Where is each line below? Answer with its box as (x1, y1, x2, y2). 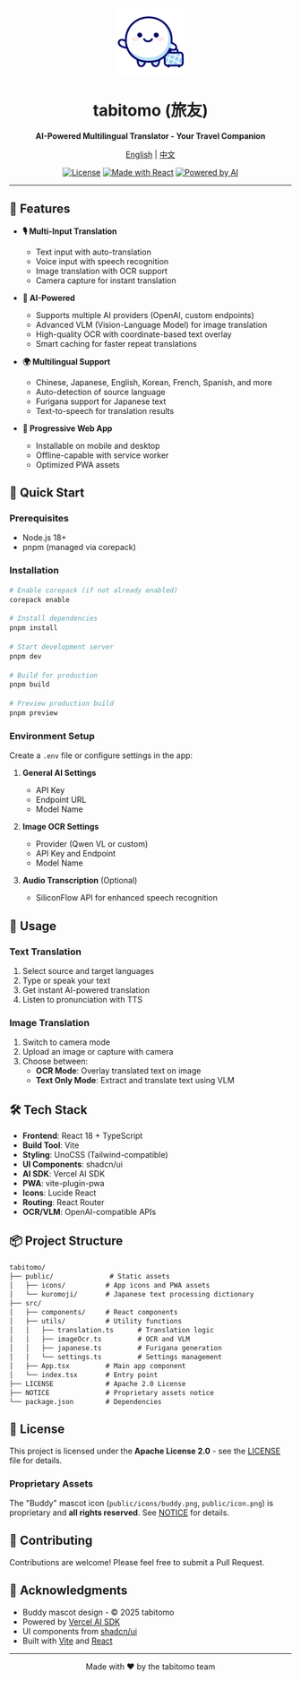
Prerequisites (9, 513, 69, 525)
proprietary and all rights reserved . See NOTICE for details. (9, 1507, 230, 1518)
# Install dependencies (9, 614, 99, 624)
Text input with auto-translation (35, 246, 152, 257)
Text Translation (9, 945, 82, 958)
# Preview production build (9, 699, 115, 709)
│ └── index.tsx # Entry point (9, 1370, 159, 1379)
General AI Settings (21, 768, 97, 779)
